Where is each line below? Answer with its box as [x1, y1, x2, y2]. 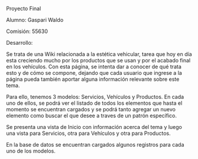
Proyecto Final [6, 5, 41, 12]
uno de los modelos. [6, 147, 56, 154]
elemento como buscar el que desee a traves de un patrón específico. [6, 112, 177, 119]
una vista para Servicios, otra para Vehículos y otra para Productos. [6, 130, 171, 137]
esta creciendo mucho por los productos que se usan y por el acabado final [6, 57, 191, 64]
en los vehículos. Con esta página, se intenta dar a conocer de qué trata [6, 63, 181, 70]
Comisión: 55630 [6, 28, 48, 35]
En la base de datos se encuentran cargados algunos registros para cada [6, 141, 184, 148]
